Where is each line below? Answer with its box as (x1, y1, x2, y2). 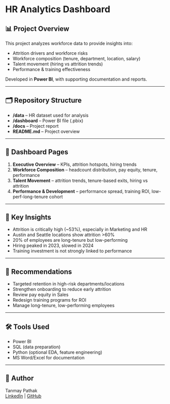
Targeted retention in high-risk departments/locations (12, 281, 125, 287)
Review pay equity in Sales (12, 291, 69, 298)
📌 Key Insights (5, 213, 52, 222)
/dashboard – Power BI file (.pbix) (12, 118, 83, 124)
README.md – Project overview (12, 128, 80, 134)
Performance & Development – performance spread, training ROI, (12, 188, 151, 194)
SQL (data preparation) (12, 344, 61, 350)
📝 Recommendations (5, 267, 72, 276)
